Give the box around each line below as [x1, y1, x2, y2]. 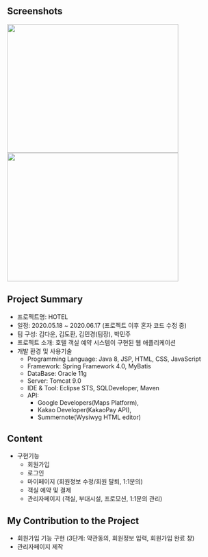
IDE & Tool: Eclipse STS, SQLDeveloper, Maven [27, 383, 159, 392]
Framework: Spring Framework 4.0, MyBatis [27, 362, 152, 370]
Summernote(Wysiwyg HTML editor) [37, 413, 142, 421]
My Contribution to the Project [7, 514, 139, 527]
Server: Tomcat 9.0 [27, 377, 82, 385]
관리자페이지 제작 [16, 543, 64, 551]
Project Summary [7, 294, 83, 305]
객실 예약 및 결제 [27, 486, 72, 495]
